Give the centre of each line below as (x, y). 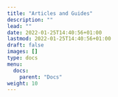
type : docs (23, 58)
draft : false (26, 45)
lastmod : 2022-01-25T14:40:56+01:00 (59, 39)
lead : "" (19, 26)
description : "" (30, 20)
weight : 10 (23, 83)
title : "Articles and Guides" (50, 13)
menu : (15, 64)
